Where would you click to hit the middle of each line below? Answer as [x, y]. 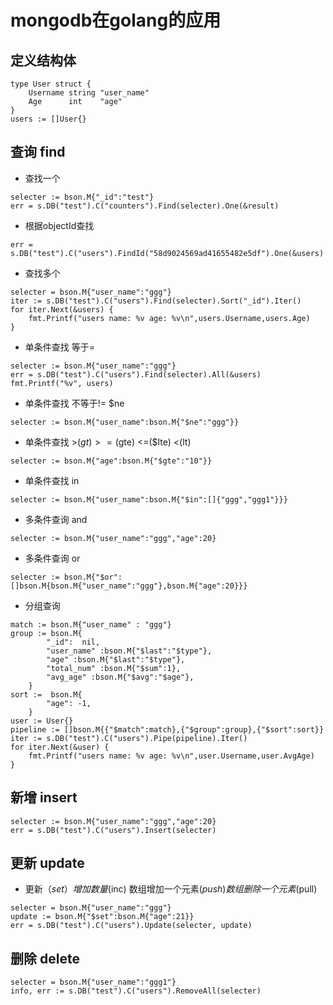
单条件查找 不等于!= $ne [74, 403]
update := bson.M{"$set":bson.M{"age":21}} [102, 917]
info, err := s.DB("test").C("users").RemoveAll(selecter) [136, 991]
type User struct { [51, 84]
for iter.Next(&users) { [62, 309]
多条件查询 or [52, 558]
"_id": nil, [73, 642]
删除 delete [45, 958]
